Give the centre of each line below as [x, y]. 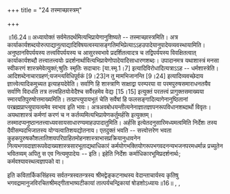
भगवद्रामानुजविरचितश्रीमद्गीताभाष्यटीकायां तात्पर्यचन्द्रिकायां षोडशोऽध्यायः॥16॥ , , [94, 183]
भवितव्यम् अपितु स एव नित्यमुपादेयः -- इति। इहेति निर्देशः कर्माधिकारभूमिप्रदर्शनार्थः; [94, 154]
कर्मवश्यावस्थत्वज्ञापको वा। [36, 161]
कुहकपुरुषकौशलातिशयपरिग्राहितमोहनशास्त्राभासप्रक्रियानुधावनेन [74, 138]
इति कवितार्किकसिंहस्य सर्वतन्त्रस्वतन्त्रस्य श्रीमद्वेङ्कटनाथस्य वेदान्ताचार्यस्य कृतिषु [93, 175]
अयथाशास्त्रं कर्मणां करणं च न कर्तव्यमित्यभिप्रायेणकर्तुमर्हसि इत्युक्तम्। [80, 115]
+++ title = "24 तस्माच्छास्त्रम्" [45, 10]
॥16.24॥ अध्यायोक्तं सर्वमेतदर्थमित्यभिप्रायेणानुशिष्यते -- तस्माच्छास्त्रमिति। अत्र [93, 37]
